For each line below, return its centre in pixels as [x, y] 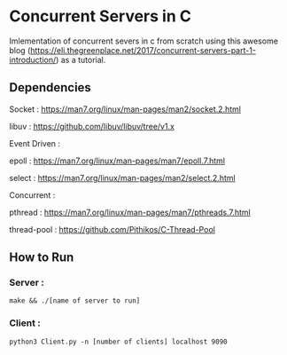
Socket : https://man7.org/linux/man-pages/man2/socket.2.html [125, 109]
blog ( [20, 50]
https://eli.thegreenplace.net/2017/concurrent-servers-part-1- [143, 50]
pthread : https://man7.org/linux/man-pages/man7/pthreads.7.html [130, 212]
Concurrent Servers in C [101, 16]
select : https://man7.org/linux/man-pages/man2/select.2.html [123, 177]
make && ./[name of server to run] [75, 301]
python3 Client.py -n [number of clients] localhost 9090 [118, 342]
